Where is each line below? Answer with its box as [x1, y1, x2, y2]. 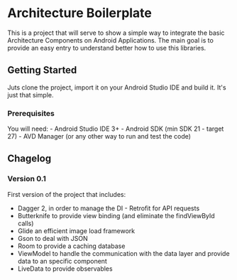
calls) [17, 219, 34, 227]
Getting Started [7, 64, 77, 76]
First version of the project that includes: [7, 190, 126, 198]
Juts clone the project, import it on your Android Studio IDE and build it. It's [7, 83, 226, 92]
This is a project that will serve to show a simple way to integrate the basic [7, 28, 225, 37]
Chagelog [7, 153, 52, 165]
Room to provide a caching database [17, 242, 126, 250]
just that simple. [7, 90, 55, 99]
